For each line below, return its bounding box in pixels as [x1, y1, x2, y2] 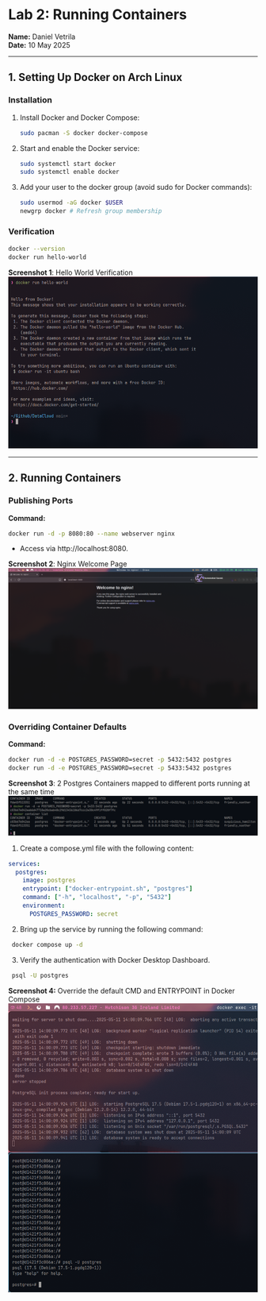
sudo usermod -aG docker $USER [19, 199, 123, 207]
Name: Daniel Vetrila [8, 32, 76, 41]
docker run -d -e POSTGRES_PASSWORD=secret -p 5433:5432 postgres [8, 764, 232, 772]
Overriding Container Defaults [8, 721, 127, 732]
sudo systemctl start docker [19, 160, 116, 168]
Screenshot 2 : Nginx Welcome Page [8, 559, 127, 569]
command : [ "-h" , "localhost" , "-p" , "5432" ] [22, 894, 172, 901]
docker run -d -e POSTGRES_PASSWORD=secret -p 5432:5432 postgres [8, 756, 232, 764]
